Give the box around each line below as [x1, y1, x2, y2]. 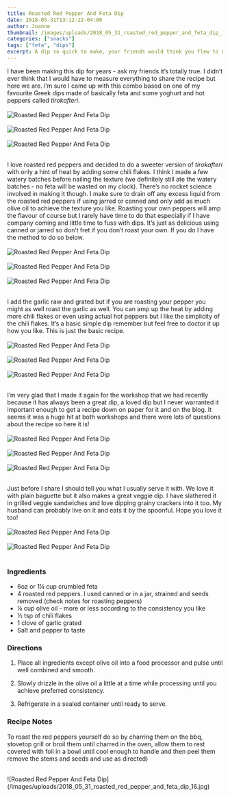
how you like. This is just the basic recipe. [7, 326, 125, 334]
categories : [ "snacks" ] [7, 36, 75, 42]
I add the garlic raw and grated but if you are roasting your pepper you [7, 297, 206, 306]
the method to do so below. [7, 233, 84, 241]
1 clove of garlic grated [16, 619, 82, 627]
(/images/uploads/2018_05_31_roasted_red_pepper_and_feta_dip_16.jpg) [7, 782, 210, 790]
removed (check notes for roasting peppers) [16, 597, 142, 605]
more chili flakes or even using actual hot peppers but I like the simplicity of [7, 312, 220, 320]
